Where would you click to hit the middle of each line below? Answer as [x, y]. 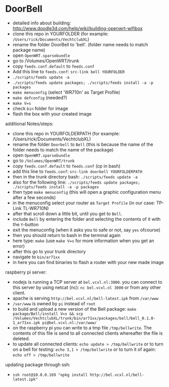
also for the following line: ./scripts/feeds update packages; [76, 182]
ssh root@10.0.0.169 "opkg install [50, 375]
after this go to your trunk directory [49, 251]
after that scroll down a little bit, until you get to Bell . [67, 214]
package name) [29, 50]
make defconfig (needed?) [40, 98]
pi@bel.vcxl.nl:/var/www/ [70, 323]
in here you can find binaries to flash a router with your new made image [88, 262]
